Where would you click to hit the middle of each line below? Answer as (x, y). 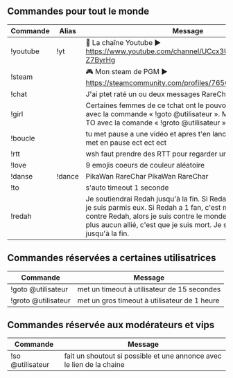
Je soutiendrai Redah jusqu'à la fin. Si (147, 199)
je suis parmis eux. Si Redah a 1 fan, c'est (153, 207)
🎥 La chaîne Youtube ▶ (123, 42)
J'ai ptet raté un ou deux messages (143, 94)
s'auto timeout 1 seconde (127, 188)
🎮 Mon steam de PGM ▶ (127, 71)
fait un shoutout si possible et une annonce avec (143, 356)
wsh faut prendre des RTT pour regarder (152, 154)
